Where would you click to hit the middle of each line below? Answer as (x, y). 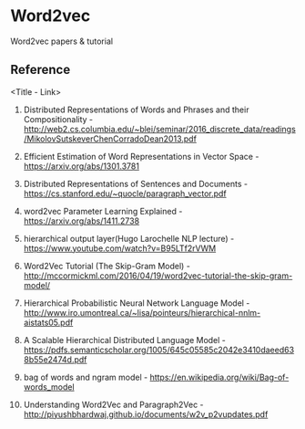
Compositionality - (58, 119)
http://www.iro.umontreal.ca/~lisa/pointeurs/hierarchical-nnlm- (142, 312)
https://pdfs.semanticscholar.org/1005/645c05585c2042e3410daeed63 (159, 350)
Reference (41, 70)
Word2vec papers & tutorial (61, 41)
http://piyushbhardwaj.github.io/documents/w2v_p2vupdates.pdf (146, 414)
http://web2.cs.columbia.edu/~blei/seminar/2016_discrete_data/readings (160, 129)
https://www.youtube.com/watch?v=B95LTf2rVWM (120, 248)
